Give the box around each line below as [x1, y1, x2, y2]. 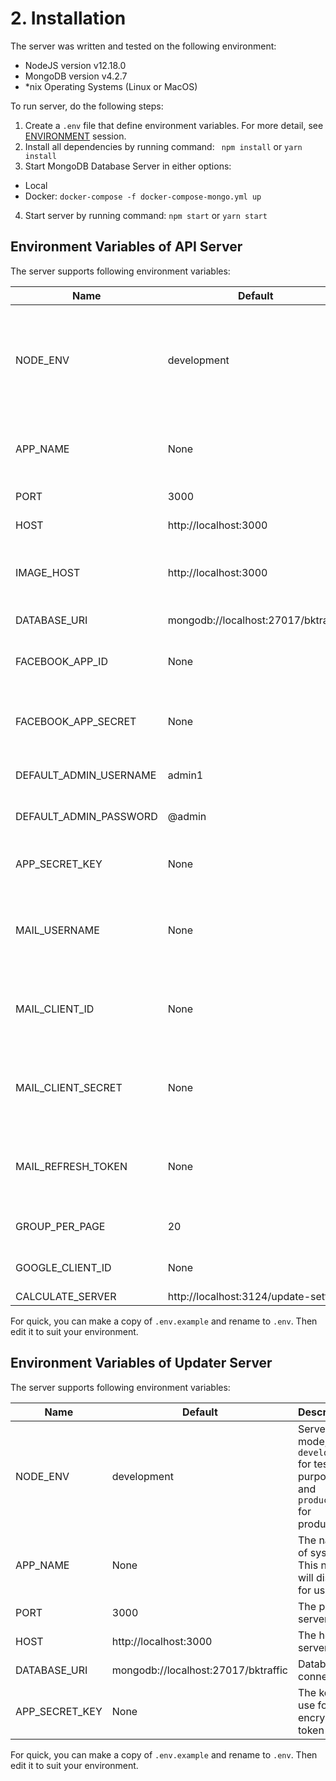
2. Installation [10, 7, 127, 30]
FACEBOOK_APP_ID [15, 654, 108, 668]
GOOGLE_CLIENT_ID [15, 1260, 112, 1274]
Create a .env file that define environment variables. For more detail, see [24, 119, 324, 131]
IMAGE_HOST [15, 565, 81, 579]
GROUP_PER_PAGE [15, 1219, 106, 1233]
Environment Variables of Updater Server [10, 1355, 273, 1372]
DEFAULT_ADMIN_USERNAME [15, 768, 157, 782]
